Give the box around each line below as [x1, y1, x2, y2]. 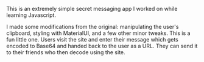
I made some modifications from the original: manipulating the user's [6, 23, 179, 30]
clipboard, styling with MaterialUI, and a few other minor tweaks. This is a [6, 29, 191, 37]
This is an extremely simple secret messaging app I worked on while [6, 5, 178, 12]
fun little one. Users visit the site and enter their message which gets [6, 36, 178, 43]
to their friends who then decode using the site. [6, 49, 126, 56]
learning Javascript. [6, 11, 57, 19]
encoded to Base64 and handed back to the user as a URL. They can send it [6, 42, 198, 49]
